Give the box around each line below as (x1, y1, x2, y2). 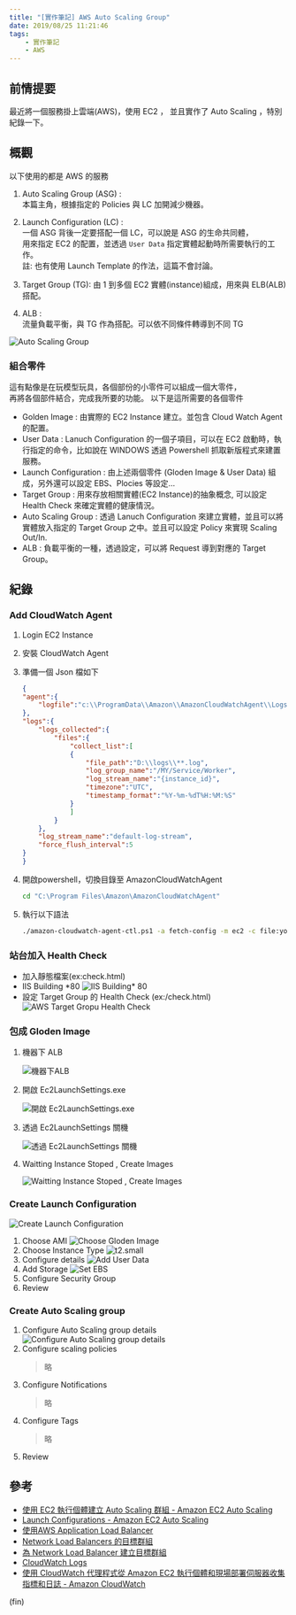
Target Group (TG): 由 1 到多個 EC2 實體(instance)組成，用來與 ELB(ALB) (21, 279, 287, 290)
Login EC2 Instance (21, 630, 94, 640)
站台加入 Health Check (9, 949, 108, 962)
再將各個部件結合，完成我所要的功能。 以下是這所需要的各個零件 (9, 393, 244, 404)
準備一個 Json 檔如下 (21, 666, 99, 677)
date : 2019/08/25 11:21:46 (9, 21, 109, 30)
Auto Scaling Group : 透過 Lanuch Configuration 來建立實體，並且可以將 (21, 511, 285, 522)
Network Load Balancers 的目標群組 (21, 1535, 154, 1546)
